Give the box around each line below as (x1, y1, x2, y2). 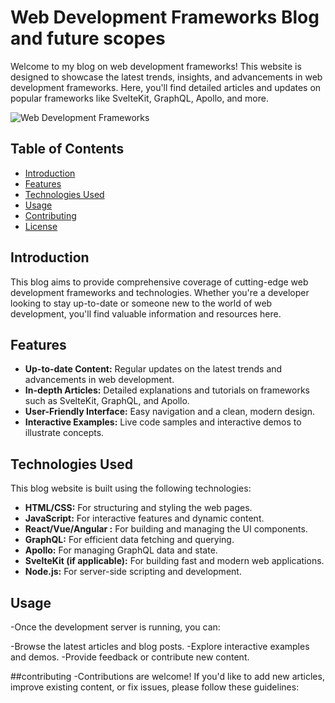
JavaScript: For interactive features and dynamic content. (24, 512, 265, 525)
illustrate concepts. (24, 427, 105, 439)
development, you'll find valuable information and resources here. (10, 307, 282, 320)
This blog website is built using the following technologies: (10, 482, 252, 495)
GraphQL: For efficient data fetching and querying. (24, 534, 235, 546)
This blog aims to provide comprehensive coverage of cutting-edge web (10, 276, 309, 288)
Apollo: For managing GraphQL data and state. (24, 544, 218, 556)
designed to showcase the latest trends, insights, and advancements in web (10, 71, 323, 83)
